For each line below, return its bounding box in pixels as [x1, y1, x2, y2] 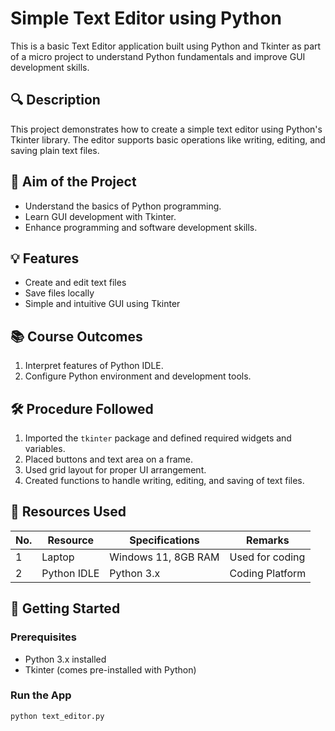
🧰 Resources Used [10, 503, 127, 521]
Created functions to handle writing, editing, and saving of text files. [24, 475, 305, 486]
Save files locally [24, 287, 95, 299]
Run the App [10, 688, 72, 702]
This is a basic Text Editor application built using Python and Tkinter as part [10, 40, 322, 52]
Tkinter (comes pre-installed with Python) [24, 663, 197, 676]
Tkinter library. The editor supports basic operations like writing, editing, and [10, 133, 326, 146]
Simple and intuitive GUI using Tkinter [24, 298, 181, 310]
